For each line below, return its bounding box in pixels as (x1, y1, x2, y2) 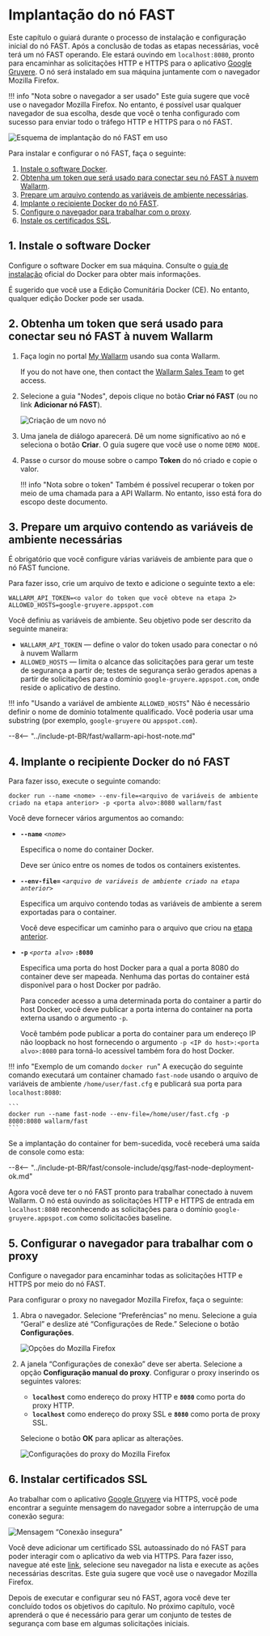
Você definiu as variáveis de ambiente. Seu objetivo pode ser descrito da (8, 615, 252, 625)
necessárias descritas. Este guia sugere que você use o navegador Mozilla (8, 1568, 258, 1578)
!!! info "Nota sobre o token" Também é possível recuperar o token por (19, 479, 255, 489)
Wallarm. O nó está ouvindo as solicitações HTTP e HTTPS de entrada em (8, 1196, 255, 1205)
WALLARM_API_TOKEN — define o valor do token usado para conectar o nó (19, 640, 259, 649)
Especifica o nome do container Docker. (19, 844, 154, 855)
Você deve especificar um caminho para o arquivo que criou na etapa (19, 923, 253, 933)
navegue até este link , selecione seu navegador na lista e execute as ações (8, 1560, 259, 1570)
